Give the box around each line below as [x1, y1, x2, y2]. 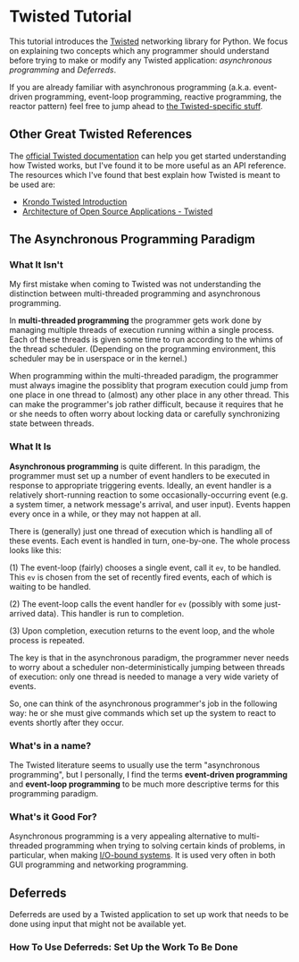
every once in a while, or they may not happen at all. [9, 508, 202, 519]
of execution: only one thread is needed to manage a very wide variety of [9, 671, 279, 682]
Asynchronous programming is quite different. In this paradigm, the [9, 461, 261, 472]
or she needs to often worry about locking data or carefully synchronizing [9, 409, 280, 420]
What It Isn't [9, 259, 64, 271]
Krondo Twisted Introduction [21, 196, 128, 207]
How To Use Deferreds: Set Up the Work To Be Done [9, 941, 238, 954]
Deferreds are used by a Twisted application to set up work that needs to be [9, 909, 289, 920]
